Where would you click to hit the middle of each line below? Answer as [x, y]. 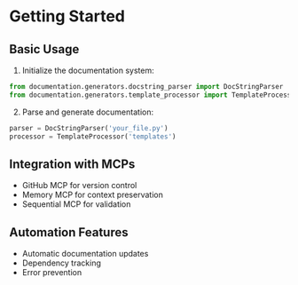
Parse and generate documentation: [87, 112]
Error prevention [52, 273]
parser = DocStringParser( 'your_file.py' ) [89, 128]
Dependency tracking [62, 263]
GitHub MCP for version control [79, 186]
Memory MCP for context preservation [93, 195]
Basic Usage [44, 49]
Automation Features [69, 232]
